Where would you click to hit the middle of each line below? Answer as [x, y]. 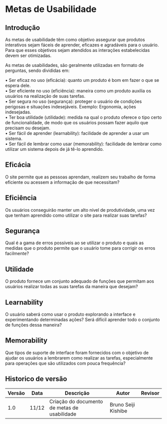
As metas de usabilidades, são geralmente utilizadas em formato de [75, 65]
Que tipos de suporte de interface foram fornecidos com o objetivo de [77, 353]
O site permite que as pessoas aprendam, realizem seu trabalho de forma [80, 177]
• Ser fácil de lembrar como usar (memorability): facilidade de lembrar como [83, 144]
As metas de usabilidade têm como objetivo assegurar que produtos [75, 39]
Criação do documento [76, 402]
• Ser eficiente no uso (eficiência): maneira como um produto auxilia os [78, 91]
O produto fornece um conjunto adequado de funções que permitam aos [80, 281]
